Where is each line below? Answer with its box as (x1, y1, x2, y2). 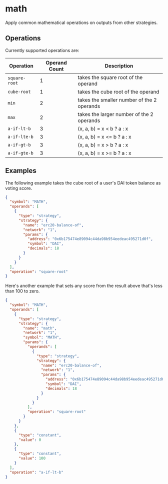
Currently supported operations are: (5, 47, 79, 53)
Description (104, 62, 133, 69)
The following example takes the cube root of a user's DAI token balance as (5, 179, 161, 185)
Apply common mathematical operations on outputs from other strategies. (5, 19, 158, 25)
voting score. (5, 185, 32, 191)
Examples (5, 166, 36, 175)
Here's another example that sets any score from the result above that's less (5, 283, 162, 289)
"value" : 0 (18, 437, 41, 442)
